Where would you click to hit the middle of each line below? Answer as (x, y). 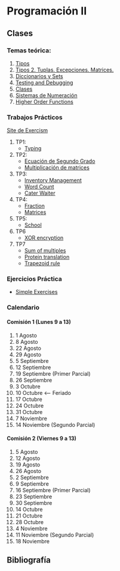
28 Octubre (30, 522)
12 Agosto (28, 458)
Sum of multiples (45, 251)
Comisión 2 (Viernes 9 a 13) (41, 438)
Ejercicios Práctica (34, 279)
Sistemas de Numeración (46, 95)
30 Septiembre (34, 502)
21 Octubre (29, 516)
